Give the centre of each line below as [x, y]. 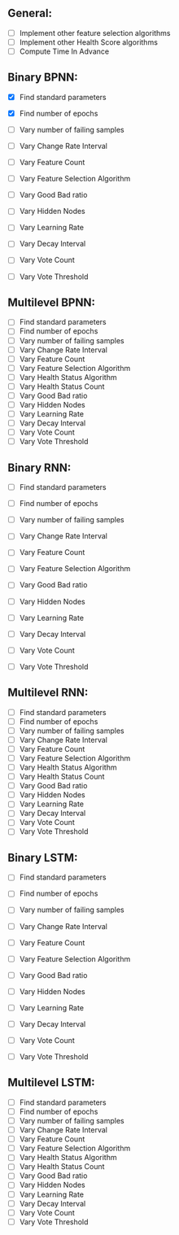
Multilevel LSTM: [51, 1082]
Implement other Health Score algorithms [88, 42]
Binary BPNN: [43, 78]
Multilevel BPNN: [51, 302]
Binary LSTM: [43, 858]
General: [30, 13]
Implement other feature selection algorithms [95, 33]
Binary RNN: [39, 467]
